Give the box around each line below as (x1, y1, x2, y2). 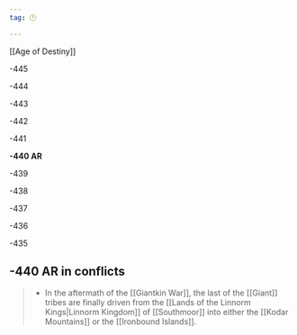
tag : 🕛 (9, 13, 37, 23)
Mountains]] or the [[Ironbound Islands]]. (44, 316, 197, 327)
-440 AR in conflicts (9, 264, 126, 279)
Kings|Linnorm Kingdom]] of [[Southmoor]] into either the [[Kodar (44, 307, 289, 318)
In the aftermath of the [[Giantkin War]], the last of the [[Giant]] (44, 287, 278, 298)
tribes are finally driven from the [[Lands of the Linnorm (44, 297, 252, 308)
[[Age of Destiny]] (9, 46, 76, 57)
